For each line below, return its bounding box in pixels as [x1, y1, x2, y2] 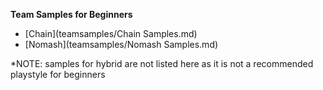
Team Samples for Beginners [10, 9, 133, 20]
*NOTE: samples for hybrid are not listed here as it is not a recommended [10, 58, 314, 69]
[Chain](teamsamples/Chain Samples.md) [24, 28, 198, 39]
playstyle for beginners [10, 69, 106, 80]
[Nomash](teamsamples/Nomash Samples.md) [24, 39, 219, 50]
